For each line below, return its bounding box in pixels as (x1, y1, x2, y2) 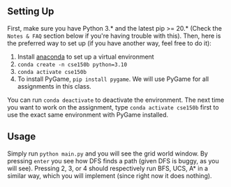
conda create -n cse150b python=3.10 (17, 61, 128, 68)
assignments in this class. (17, 82, 92, 90)
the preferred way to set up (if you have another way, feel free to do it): (7, 38, 211, 47)
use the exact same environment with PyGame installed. (7, 110, 169, 119)
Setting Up (7, 6, 54, 17)
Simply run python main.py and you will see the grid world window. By (7, 149, 208, 158)
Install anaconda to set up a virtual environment (17, 52, 155, 61)
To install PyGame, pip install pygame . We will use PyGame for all (17, 75, 209, 83)
